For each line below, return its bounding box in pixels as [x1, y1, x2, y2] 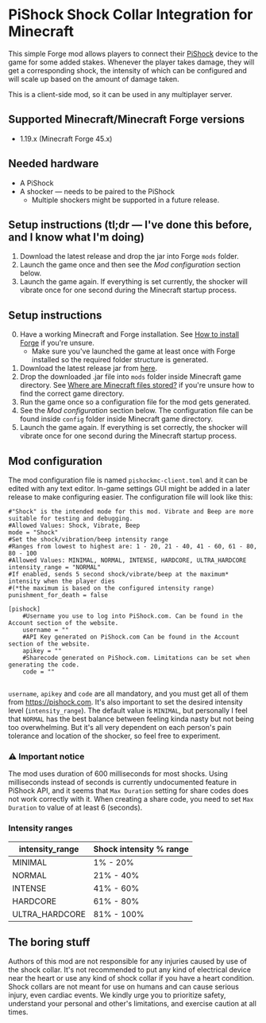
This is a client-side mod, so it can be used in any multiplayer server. [8, 89, 233, 99]
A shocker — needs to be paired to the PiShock [19, 186, 175, 196]
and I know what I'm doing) [8, 230, 145, 244]
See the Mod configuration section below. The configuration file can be [19, 406, 254, 416]
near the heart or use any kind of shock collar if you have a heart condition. [8, 974, 255, 983]
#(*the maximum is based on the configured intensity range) [8, 584, 215, 592]
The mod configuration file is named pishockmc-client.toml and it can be [8, 475, 249, 485]
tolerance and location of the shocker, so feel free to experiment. [8, 731, 221, 740]
